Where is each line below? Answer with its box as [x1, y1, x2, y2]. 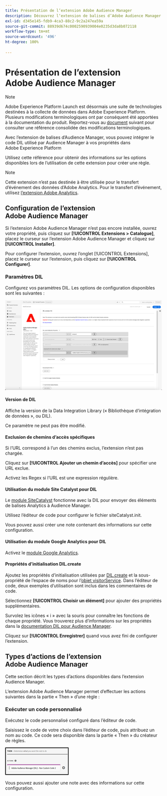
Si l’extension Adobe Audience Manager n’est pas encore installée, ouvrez [5, 225, 157, 231]
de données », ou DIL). [5, 413, 52, 419]
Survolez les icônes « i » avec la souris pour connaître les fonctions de [5, 612, 150, 618]
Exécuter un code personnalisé [5, 706, 82, 713]
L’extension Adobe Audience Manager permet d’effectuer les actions [5, 688, 146, 694]
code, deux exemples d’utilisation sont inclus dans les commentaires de [5, 583, 152, 589]
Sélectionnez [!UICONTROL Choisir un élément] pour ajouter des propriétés [5, 597, 162, 603]
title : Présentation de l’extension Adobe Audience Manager [5, 8, 133, 13]
